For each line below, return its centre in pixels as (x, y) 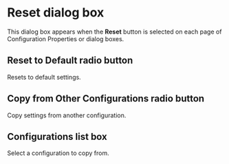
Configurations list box (57, 136)
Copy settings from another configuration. (67, 115)
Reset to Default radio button (70, 61)
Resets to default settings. (44, 77)
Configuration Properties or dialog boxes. (66, 38)
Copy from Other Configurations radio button (106, 98)
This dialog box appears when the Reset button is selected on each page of (115, 32)
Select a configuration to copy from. (58, 153)
